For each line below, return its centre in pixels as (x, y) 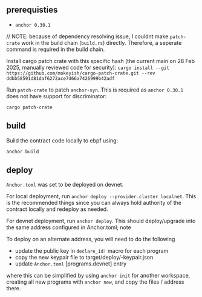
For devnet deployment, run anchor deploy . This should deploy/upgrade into (101, 221)
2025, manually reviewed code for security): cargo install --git (88, 67)
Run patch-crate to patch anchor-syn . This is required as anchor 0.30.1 (95, 90)
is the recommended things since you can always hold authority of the (94, 203)
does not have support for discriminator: (57, 96)
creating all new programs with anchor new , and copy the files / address (95, 282)
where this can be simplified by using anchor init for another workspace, (98, 276)
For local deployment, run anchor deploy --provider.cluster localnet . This (101, 196)
